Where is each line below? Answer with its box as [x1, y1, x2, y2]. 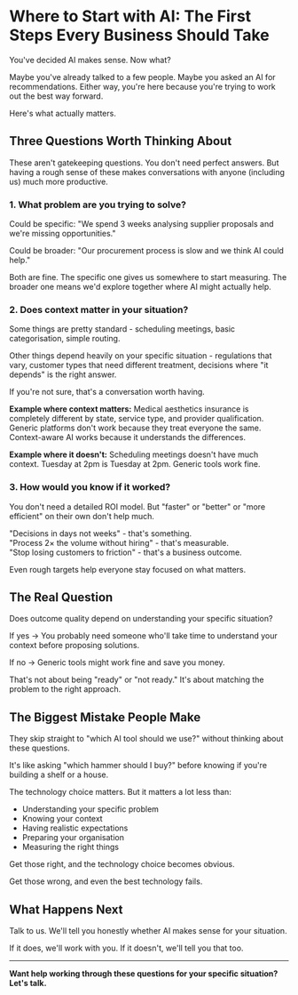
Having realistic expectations [21, 822, 129, 833]
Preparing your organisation [21, 832, 125, 843]
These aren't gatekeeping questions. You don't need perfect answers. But [9, 157, 279, 168]
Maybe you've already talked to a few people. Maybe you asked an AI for [9, 71, 277, 82]
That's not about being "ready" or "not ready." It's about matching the [9, 674, 264, 686]
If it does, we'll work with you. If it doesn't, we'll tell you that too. [9, 943, 244, 953]
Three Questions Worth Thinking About [9, 133, 232, 148]
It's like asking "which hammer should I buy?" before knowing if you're [9, 760, 268, 771]
